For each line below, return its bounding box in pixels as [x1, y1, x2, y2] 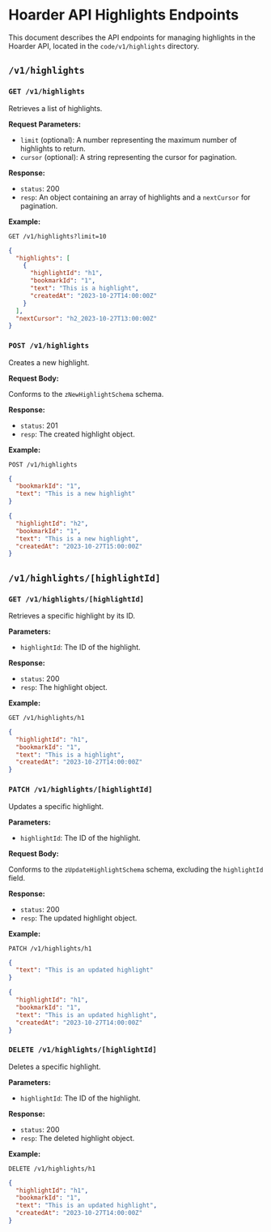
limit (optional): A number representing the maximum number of [19, 135, 237, 144]
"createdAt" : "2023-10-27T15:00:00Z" [15, 542, 143, 550]
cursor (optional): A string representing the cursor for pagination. [19, 152, 237, 162]
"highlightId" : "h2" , [15, 519, 89, 528]
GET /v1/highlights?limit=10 [8, 232, 107, 240]
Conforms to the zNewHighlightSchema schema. [8, 389, 164, 398]
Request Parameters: [8, 119, 81, 129]
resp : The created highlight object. [19, 429, 135, 439]
